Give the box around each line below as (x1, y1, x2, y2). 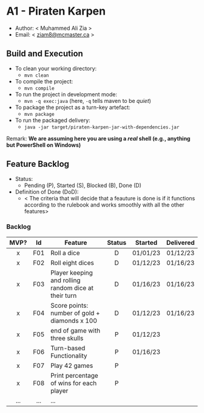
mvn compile (24, 85, 55, 91)
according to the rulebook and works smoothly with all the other (24, 201, 185, 208)
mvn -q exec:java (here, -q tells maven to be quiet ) (24, 97, 152, 104)
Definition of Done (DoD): (15, 188, 79, 196)
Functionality (50, 351, 87, 360)
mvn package (24, 111, 55, 117)
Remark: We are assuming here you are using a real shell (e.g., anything (6, 135, 191, 142)
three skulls (50, 334, 84, 342)
